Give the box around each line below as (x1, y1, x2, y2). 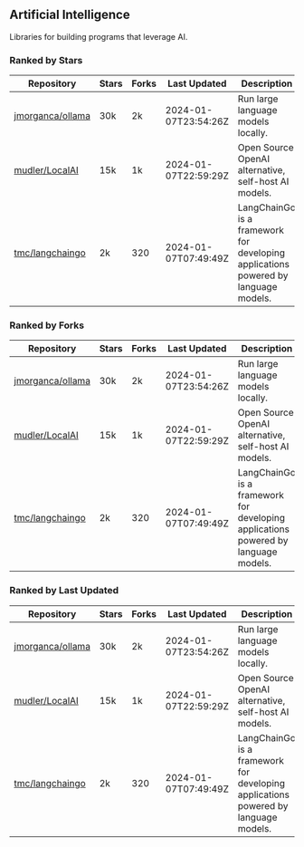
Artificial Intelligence (9, 7, 130, 23)
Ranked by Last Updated (9, 584, 119, 597)
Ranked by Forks (9, 319, 84, 332)
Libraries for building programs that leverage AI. (9, 31, 188, 42)
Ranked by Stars (9, 53, 83, 66)
